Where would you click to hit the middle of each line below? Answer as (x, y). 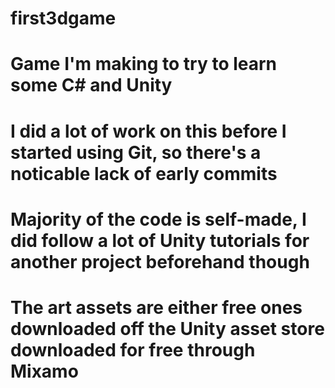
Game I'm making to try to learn (144, 64)
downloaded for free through (133, 349)
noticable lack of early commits (144, 173)
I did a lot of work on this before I (148, 131)
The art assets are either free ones (156, 307)
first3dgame (63, 18)
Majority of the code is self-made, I (158, 219)
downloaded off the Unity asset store (167, 328)
